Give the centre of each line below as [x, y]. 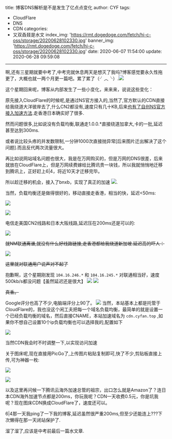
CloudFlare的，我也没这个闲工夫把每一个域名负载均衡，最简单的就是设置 [82, 309]
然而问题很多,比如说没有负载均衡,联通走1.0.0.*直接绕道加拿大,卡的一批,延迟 [84, 124]
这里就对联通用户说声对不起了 [37, 264]
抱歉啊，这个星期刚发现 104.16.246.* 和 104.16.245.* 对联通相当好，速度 [82, 275]
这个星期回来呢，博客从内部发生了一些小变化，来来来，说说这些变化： [79, 89]
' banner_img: [100, 40]
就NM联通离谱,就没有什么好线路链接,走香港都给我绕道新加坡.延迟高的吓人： [85, 244]
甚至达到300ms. [22, 130]
